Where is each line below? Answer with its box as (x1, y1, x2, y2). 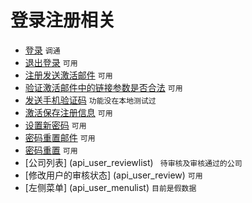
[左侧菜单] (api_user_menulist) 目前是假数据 (24, 181, 197, 193)
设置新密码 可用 (24, 119, 87, 131)
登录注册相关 (10, 9, 117, 32)
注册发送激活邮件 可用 (24, 69, 113, 81)
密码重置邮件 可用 (24, 131, 96, 143)
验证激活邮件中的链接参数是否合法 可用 (24, 81, 183, 93)
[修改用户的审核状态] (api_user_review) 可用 (24, 169, 203, 181)
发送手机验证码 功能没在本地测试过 (24, 94, 157, 106)
